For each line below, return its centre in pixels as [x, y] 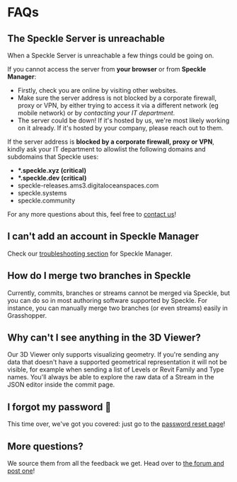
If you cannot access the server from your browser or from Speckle [107, 69]
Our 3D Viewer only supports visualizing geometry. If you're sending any [113, 355]
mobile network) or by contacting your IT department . [96, 113]
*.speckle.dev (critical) [52, 178]
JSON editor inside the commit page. [61, 385]
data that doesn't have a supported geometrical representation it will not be [117, 362]
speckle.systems [42, 193]
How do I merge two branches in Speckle [99, 276]
